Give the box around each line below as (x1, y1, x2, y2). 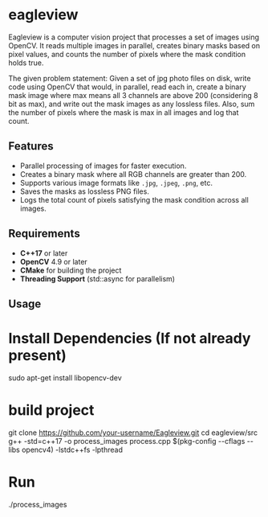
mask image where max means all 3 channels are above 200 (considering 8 (8, 90, 258, 100)
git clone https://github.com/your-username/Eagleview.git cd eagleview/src (8, 428, 258, 437)
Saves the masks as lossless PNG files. (19, 187, 150, 196)
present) (8, 347, 67, 365)
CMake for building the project (19, 265, 122, 275)
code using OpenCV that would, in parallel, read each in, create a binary (8, 82, 246, 92)
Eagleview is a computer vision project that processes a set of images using (8, 32, 259, 42)
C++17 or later (19, 248, 68, 258)
